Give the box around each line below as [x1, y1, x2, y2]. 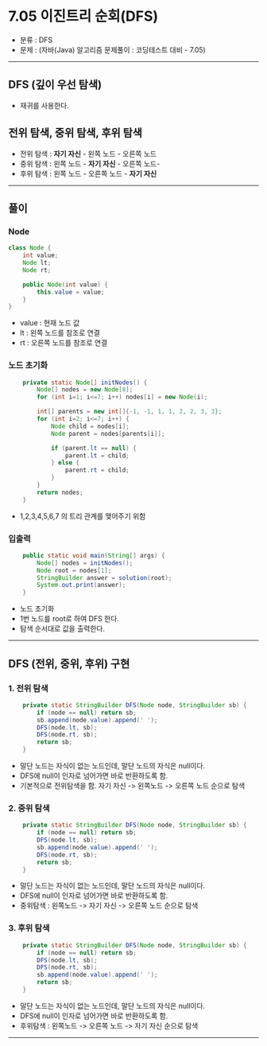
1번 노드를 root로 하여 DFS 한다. [19, 614, 119, 624]
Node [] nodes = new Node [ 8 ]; [37, 386, 133, 394]
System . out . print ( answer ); [37, 581, 126, 589]
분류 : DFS [19, 35, 53, 45]
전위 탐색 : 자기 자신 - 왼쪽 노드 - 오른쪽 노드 [19, 149, 157, 158]
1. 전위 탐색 [8, 682, 48, 694]
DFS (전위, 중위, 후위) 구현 [8, 657, 130, 671]
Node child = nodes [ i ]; [50, 422, 130, 430]
